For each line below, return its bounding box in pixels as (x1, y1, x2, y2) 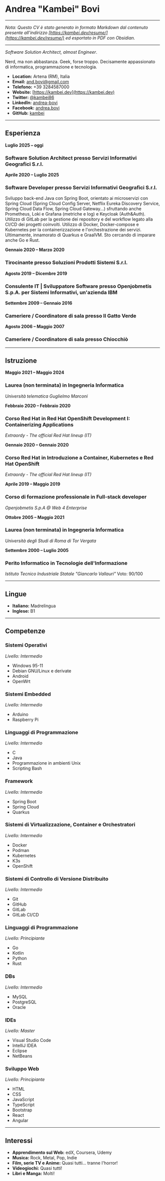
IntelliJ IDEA (12, 1042, 37, 1048)
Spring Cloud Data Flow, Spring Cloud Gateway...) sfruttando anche (5, 206, 141, 212)
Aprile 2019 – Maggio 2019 (5, 481, 60, 487)
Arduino (12, 711, 28, 717)
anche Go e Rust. (5, 237, 40, 243)
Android (12, 673, 28, 679)
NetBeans (12, 1053, 33, 1059)
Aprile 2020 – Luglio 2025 (5, 172, 59, 178)
